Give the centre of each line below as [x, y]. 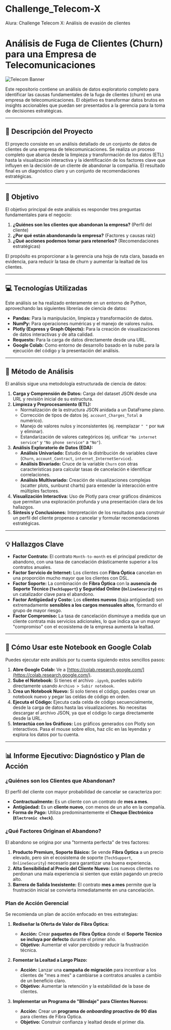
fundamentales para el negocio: [39, 215]
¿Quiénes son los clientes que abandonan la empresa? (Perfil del [82, 224]
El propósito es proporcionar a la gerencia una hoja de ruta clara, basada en [85, 256]
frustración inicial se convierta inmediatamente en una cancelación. [83, 890]
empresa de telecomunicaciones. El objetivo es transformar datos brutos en [85, 100]
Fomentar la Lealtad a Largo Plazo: [50, 960]
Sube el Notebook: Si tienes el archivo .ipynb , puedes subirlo [77, 680]
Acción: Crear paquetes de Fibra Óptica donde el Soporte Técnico [91, 934]
